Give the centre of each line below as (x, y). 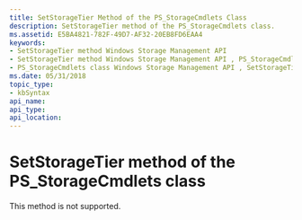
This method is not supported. (65, 207)
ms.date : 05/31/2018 (48, 76)
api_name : (28, 101)
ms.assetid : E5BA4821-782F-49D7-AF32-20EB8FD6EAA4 (106, 34)
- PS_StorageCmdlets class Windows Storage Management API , (126, 68)
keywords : (28, 43)
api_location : (36, 118)
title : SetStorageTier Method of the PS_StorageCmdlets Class (128, 18)
